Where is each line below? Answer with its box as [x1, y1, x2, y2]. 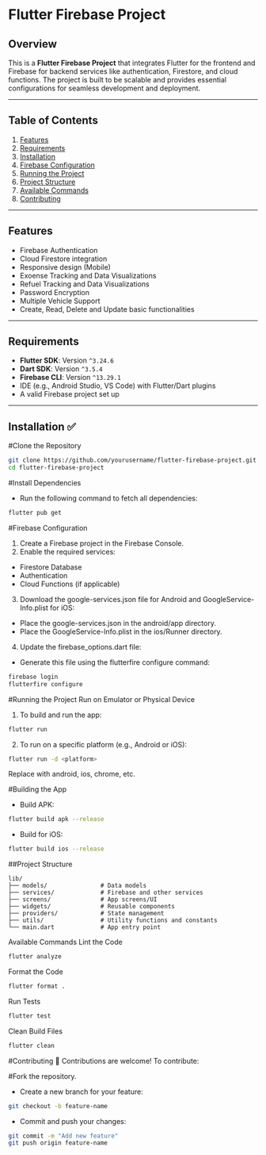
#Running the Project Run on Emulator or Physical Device [8, 694, 196, 704]
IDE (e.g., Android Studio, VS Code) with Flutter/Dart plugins [19, 381, 216, 390]
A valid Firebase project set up [19, 389, 120, 399]
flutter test [8, 1011, 51, 1020]
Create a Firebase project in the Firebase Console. [19, 538, 184, 548]
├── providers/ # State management [8, 910, 165, 918]
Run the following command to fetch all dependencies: [19, 493, 198, 503]
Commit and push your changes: [19, 1116, 127, 1126]
